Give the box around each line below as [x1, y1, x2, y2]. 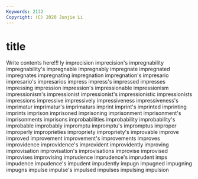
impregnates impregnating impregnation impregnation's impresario [6, 72, 169, 79]
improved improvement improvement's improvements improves [6, 135, 161, 142]
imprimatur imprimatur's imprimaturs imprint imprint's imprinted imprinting [6, 103, 187, 110]
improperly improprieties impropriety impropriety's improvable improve [6, 129, 179, 136]
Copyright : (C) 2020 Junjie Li [6, 14, 83, 20]
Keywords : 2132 [6, 8, 44, 15]
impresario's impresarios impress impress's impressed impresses [6, 78, 165, 85]
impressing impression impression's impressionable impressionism [6, 84, 169, 92]
